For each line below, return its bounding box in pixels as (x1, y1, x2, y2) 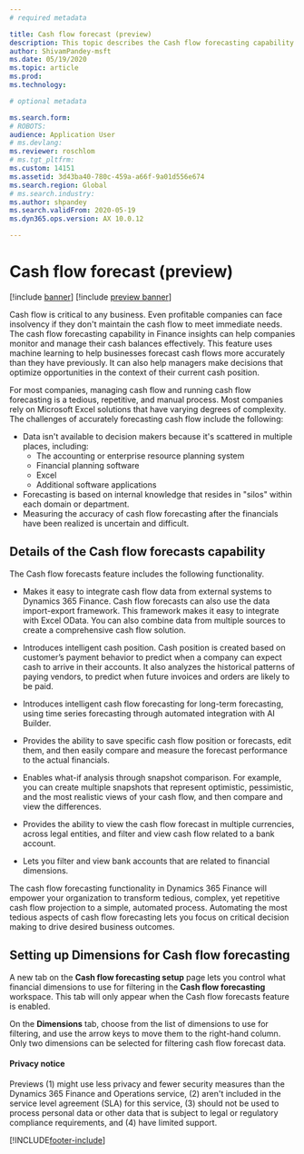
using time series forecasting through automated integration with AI (22, 707, 275, 718)
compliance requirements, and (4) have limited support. (9, 1117, 218, 1128)
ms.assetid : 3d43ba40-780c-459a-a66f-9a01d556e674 (9, 172, 205, 182)
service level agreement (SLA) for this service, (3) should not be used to (9, 1098, 279, 1109)
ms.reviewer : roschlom (9, 147, 95, 156)
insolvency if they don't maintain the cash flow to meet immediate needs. (9, 319, 283, 330)
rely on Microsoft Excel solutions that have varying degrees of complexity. (9, 403, 287, 414)
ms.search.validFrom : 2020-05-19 (9, 206, 136, 215)
